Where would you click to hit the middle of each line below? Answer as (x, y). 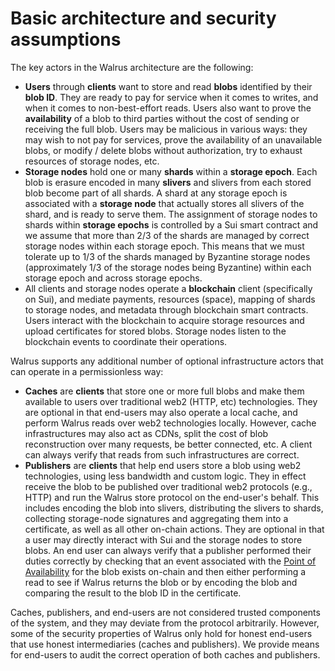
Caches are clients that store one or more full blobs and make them (164, 391)
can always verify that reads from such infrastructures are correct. (162, 454)
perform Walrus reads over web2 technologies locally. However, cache (170, 423)
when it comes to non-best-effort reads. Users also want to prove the (168, 108)
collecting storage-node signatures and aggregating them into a (156, 518)
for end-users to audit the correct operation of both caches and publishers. (165, 654)
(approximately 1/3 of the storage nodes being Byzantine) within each (168, 267)
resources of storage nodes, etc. (92, 161)
